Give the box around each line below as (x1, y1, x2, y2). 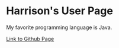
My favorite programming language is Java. (6, 24, 112, 31)
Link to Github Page (6, 35, 54, 42)
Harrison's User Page (6, 4, 114, 18)
